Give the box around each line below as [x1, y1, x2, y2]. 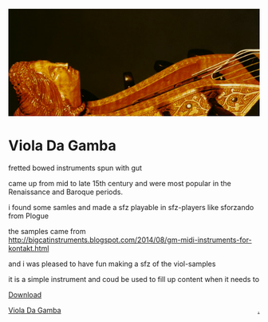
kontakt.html [8, 243, 49, 252]
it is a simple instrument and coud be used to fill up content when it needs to [8, 274, 260, 284]
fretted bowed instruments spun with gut [8, 163, 142, 173]
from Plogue [8, 211, 49, 221]
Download [8, 289, 42, 300]
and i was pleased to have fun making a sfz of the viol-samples [8, 259, 216, 268]
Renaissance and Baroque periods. [8, 187, 124, 197]
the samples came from [8, 226, 86, 236]
